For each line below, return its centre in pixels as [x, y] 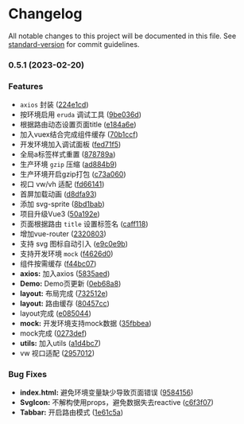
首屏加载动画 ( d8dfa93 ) [58, 194]
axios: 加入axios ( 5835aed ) [65, 274]
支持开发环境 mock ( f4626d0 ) [66, 254]
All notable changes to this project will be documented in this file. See [122, 36]
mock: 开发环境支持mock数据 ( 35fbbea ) [86, 324]
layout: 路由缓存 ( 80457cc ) [64, 304]
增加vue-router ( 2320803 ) [63, 234]
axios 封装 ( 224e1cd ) [54, 105]
